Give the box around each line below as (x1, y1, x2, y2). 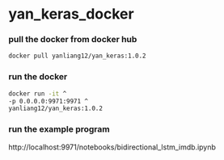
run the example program (8, 124, 111, 135)
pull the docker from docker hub (8, 34, 137, 45)
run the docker (8, 71, 68, 82)
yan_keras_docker (8, 5, 135, 23)
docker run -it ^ (8, 90, 67, 98)
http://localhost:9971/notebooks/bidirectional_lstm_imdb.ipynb (8, 142, 217, 152)
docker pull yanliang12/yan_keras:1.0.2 (8, 52, 147, 61)
